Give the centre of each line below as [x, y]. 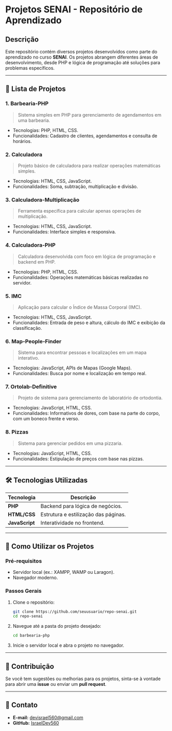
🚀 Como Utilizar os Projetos [50, 546]
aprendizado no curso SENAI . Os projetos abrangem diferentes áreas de [82, 57]
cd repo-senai [28, 616]
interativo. [28, 358]
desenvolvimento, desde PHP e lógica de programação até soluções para [83, 62]
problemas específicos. [30, 68]
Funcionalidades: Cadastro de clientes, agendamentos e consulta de [85, 136]
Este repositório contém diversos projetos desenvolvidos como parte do [81, 52]
